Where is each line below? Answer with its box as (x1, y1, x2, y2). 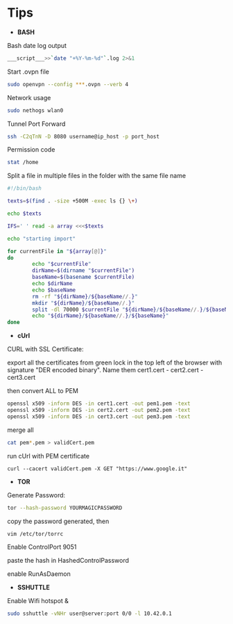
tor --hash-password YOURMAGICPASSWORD (7, 504, 123, 511)
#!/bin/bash (7, 185, 42, 192)
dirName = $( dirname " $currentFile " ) (32, 267, 135, 274)
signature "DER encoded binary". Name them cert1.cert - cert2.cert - (7, 366, 204, 374)
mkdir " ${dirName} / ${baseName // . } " (32, 299, 135, 307)
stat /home (7, 159, 39, 166)
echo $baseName (32, 287, 76, 294)
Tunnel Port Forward (7, 120, 66, 128)
